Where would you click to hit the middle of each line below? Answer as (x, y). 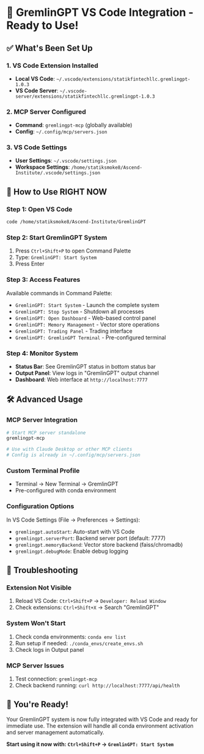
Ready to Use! (42, 25)
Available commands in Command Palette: (59, 293)
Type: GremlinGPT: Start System (56, 257)
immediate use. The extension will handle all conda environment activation (100, 726)
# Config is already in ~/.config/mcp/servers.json (73, 455)
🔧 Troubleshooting (42, 570)
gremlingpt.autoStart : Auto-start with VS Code (75, 531)
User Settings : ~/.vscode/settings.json (66, 161)
